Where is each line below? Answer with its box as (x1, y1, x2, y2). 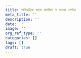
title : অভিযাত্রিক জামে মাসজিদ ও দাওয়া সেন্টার (5, 7, 76, 13)
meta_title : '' (5, 12, 37, 17)
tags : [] (5, 40, 24, 45)
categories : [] (5, 36, 37, 41)
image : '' (5, 26, 26, 31)
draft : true (5, 45, 30, 50)
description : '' (5, 17, 39, 22)
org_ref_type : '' (5, 31, 42, 36)
